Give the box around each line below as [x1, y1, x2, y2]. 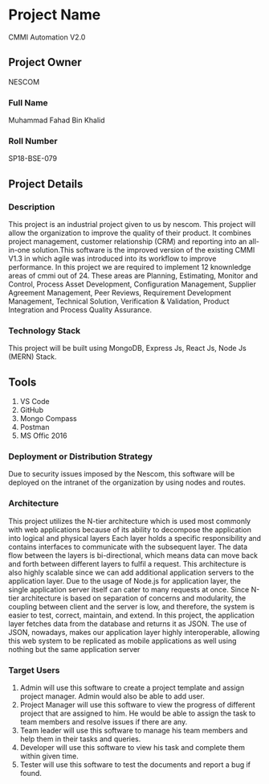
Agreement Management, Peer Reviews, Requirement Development [8, 288, 231, 298]
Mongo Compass [19, 414, 78, 423]
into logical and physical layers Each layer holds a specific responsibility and [8, 533, 262, 543]
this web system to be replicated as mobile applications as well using [8, 636, 237, 646]
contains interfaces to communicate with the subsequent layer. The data [8, 542, 248, 551]
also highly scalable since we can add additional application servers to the [8, 567, 255, 577]
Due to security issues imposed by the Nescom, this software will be [8, 469, 235, 479]
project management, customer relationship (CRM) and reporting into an [8, 237, 247, 246]
